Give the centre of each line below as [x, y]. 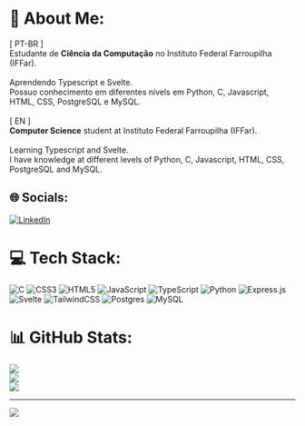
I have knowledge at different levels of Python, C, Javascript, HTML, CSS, [147, 159]
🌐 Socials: [39, 198]
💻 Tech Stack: [65, 258]
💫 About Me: [57, 19]
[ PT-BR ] [26, 44]
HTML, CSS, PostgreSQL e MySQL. [75, 101]
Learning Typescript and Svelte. [69, 150]
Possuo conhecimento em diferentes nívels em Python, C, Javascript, [139, 92]
